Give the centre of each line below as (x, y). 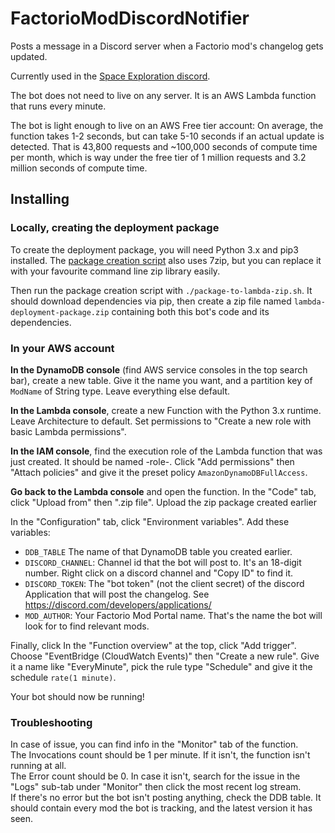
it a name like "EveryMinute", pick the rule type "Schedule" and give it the (161, 666)
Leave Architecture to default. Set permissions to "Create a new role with (161, 421)
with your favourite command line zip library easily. (115, 271)
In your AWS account (62, 348)
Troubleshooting (51, 722)
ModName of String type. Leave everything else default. (120, 391)
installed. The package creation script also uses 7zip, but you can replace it (166, 260)
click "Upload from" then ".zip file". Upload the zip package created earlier (163, 502)
